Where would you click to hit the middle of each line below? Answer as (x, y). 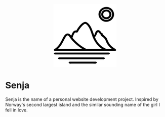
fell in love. (16, 110)
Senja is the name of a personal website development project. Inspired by (82, 99)
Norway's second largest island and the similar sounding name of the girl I (83, 104)
